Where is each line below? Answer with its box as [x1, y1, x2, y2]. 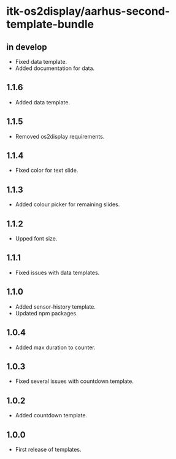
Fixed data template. [15, 58, 67, 65]
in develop [6, 42, 47, 52]
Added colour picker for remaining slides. [15, 201, 120, 208]
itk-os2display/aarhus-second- [6, 4, 170, 18]
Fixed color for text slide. [15, 167, 78, 174]
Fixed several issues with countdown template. [15, 377, 134, 385]
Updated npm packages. [15, 309, 78, 317]
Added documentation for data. [15, 64, 95, 72]
